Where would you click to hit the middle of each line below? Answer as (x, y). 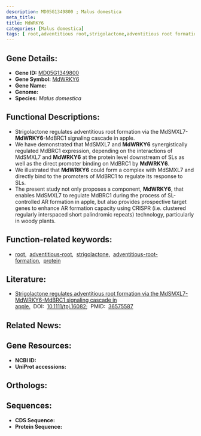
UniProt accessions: (41, 366)
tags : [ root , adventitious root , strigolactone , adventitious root (89, 34)
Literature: (26, 279)
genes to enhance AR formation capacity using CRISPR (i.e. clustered (100, 208)
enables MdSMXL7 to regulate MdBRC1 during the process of (90, 195)
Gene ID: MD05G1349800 (47, 73)
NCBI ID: (26, 360)
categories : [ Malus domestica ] (45, 28)
